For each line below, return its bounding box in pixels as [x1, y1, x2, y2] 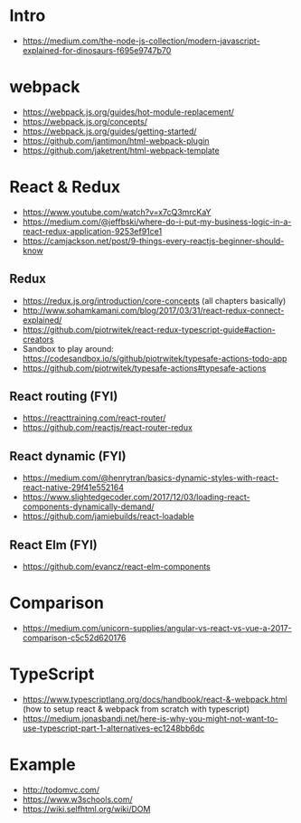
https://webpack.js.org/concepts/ [22, 116, 147, 127]
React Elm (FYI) [9, 537, 98, 553]
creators [22, 334, 54, 345]
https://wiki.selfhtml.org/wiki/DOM [22, 803, 151, 814]
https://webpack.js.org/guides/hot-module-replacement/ [22, 106, 235, 118]
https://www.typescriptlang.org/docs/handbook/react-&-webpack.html [22, 694, 287, 705]
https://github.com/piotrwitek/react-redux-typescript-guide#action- [22, 324, 276, 335]
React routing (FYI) [9, 389, 118, 404]
